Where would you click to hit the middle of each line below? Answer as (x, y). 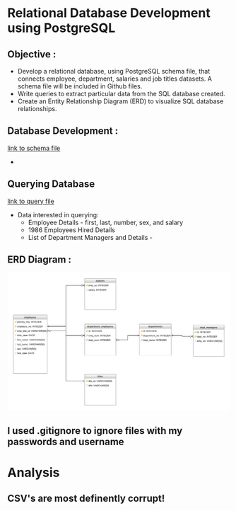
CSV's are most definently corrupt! (86, 498)
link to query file (31, 201)
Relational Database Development (109, 13)
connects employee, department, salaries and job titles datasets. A (114, 79)
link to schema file (34, 148)
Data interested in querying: (58, 214)
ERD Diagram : (40, 260)
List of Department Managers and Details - (90, 237)
